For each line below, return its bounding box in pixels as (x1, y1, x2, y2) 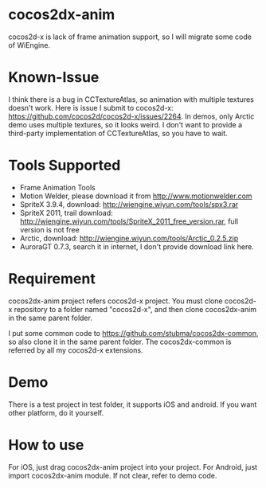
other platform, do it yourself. (8, 408, 104, 417)
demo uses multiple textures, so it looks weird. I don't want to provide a (8, 119, 243, 129)
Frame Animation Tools (19, 182, 96, 192)
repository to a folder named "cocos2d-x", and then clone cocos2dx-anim (14, 304, 257, 314)
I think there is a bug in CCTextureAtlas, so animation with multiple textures (8, 94, 255, 104)
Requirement (8, 270, 96, 287)
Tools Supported (8, 157, 121, 174)
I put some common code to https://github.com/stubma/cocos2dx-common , (8, 328, 259, 338)
